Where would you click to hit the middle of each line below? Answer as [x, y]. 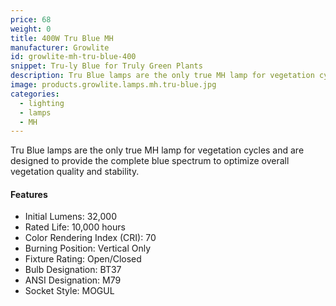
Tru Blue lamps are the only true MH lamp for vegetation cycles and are [157, 150]
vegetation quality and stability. [75, 172]
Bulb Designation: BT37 [73, 270]
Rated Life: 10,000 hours [75, 227]
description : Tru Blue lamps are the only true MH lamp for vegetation [162, 76]
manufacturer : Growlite [60, 47]
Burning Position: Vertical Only [88, 248]
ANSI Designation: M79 [73, 280]
